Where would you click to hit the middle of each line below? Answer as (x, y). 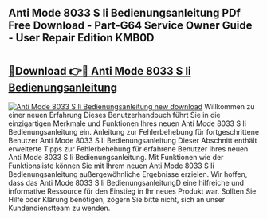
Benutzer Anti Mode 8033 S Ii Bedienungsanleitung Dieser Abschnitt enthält (133, 140)
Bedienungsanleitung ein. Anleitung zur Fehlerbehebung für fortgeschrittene (134, 132)
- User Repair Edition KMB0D (81, 38)
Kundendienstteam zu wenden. (59, 208)
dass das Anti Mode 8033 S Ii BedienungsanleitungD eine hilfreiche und (126, 183)
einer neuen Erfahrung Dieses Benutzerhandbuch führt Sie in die (114, 115)
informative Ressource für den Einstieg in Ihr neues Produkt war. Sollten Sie (132, 191)
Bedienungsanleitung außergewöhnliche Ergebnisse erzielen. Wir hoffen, (128, 174)
